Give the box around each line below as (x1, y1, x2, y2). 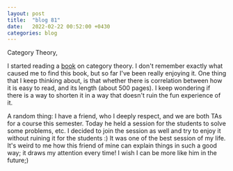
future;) (7, 156, 29, 165)
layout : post (7, 10, 45, 17)
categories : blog (7, 29, 58, 37)
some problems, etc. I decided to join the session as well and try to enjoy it (7, 127, 221, 135)
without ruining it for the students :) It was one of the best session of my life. (7, 134, 226, 143)
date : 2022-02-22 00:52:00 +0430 (7, 23, 111, 30)
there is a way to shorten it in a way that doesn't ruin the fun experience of (7, 91, 221, 100)
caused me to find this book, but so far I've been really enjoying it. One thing (7, 69, 227, 78)
